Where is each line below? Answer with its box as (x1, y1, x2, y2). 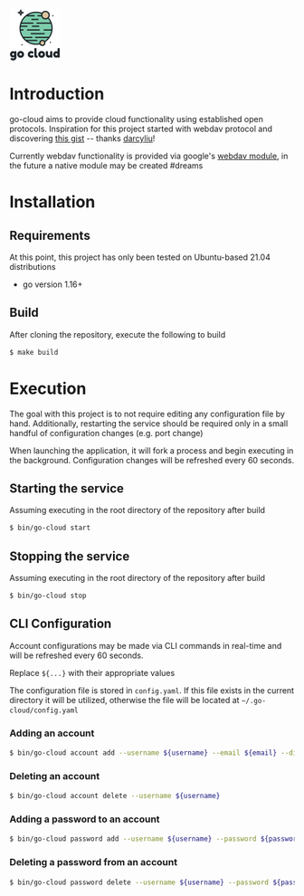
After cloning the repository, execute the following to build (9, 329, 226, 339)
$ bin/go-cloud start (9, 523, 91, 533)
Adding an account (9, 727, 95, 739)
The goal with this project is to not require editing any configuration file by (9, 408, 285, 419)
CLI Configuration (9, 616, 112, 632)
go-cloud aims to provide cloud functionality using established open (9, 113, 264, 124)
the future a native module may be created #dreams (9, 159, 204, 171)
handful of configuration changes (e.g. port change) (9, 427, 204, 438)
